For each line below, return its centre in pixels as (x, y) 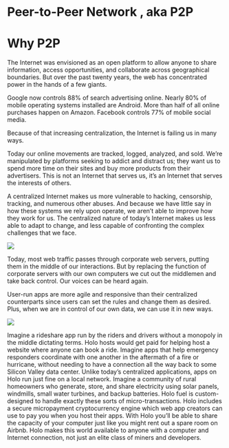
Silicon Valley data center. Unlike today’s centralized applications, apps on (112, 372)
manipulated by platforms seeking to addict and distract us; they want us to (114, 161)
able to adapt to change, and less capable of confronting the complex (106, 226)
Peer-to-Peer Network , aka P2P (100, 12)
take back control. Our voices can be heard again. (78, 281)
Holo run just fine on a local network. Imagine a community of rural (102, 379)
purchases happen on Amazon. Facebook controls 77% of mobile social (109, 113)
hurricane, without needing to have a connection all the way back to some (112, 365)
